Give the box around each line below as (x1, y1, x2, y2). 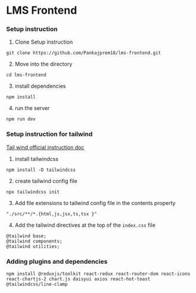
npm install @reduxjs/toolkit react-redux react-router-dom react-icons (6, 271, 191, 277)
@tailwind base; (6, 233, 46, 239)
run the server (14, 105, 50, 112)
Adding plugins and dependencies (6, 257, 108, 265)
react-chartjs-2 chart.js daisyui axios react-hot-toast (6, 276, 151, 282)
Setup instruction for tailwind (6, 130, 93, 138)
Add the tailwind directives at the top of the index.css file (14, 221, 156, 228)
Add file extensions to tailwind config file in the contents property (14, 199, 176, 206)
